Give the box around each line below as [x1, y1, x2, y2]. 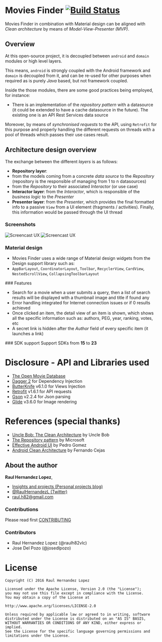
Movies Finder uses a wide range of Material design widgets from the [12, 255, 151, 261]
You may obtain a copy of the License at [5, 595, 90, 600]
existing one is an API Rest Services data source [12, 112, 109, 118]
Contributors [5, 529, 36, 536]
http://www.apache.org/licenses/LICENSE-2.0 [5, 604, 96, 609]
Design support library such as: [12, 261, 75, 266]
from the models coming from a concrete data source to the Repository [12, 173, 155, 179]
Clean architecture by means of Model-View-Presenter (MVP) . [5, 26, 130, 31]
